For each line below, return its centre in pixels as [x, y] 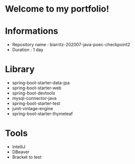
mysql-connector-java [34, 98]
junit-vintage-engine [33, 109]
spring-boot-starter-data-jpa [41, 83]
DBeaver [21, 152]
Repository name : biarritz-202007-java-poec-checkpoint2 [71, 45]
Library [20, 69]
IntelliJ [19, 147]
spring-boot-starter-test [36, 103]
